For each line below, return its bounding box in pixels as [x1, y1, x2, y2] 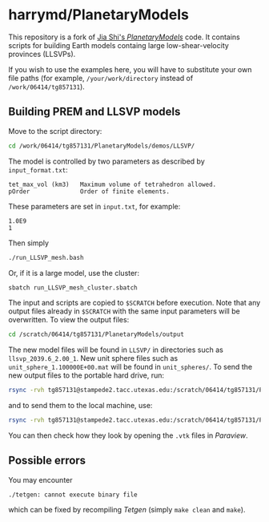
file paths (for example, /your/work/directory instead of [8, 73, 194, 83]
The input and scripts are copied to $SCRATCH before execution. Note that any [8, 298, 261, 308]
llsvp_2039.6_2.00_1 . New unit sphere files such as [8, 354, 179, 363]
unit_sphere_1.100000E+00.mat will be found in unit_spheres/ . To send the [8, 362, 253, 372]
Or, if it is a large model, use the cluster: [8, 268, 140, 277]
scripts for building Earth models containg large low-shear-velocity [8, 40, 230, 50]
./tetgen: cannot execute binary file [8, 491, 138, 499]
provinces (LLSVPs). [8, 49, 76, 59]
